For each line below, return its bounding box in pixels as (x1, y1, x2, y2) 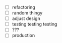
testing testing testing (12, 21, 57, 27)
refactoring (12, 4, 36, 10)
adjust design (12, 15, 41, 21)
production (12, 32, 35, 38)
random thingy (12, 10, 43, 16)
